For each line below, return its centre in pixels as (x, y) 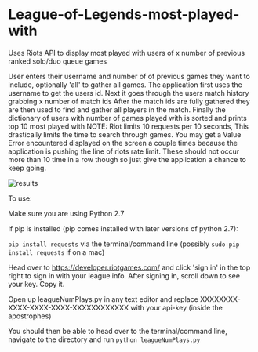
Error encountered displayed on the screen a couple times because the (123, 143)
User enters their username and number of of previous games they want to (129, 76)
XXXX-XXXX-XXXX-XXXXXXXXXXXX (69, 307)
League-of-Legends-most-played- (124, 15)
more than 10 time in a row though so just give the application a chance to (127, 159)
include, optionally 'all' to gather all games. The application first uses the (125, 85)
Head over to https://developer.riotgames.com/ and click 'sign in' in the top (129, 267)
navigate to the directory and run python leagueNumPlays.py (104, 339)
